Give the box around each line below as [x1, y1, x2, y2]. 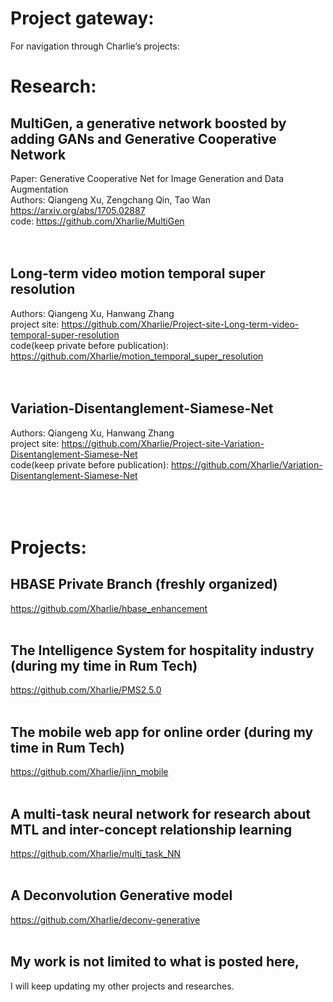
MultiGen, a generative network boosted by [10, 115, 287, 132]
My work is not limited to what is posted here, [10, 953, 300, 971]
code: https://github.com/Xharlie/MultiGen [10, 215, 185, 227]
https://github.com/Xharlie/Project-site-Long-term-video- [61, 318, 300, 330]
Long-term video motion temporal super [10, 265, 266, 282]
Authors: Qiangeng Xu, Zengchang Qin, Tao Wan [10, 193, 211, 206]
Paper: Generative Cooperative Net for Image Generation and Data [10, 172, 285, 184]
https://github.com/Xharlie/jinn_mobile [10, 766, 169, 778]
